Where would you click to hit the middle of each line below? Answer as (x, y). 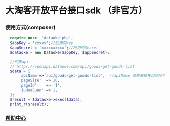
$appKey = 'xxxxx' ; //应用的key (41, 43)
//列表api (19, 62)
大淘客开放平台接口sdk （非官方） (76, 10)
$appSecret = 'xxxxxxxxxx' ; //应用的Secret (54, 48)
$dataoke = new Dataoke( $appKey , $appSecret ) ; (60, 53)
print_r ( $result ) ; (29, 104)
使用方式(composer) (30, 27)
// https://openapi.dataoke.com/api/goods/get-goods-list (72, 66)
